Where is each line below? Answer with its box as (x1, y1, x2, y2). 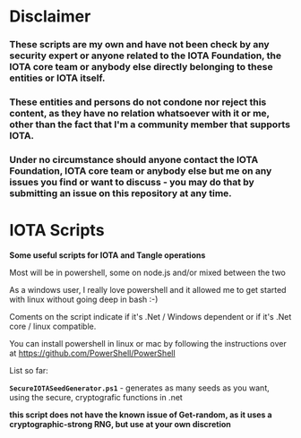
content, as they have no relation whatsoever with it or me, (9, 107, 271, 120)
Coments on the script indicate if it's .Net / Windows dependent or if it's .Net (9, 311, 292, 322)
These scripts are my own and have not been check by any (9, 39, 271, 51)
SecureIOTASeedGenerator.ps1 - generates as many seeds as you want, (9, 382, 271, 393)
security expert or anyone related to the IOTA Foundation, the (9, 49, 282, 62)
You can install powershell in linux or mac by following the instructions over (9, 338, 287, 348)
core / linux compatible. (9, 321, 97, 331)
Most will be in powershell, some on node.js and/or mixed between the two (9, 267, 287, 278)
